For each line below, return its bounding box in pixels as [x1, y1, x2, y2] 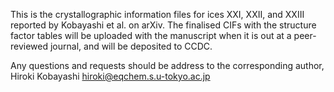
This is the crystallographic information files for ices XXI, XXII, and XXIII [10, 9, 305, 20]
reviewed [10, 40, 49, 52]
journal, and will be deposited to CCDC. [49, 40, 213, 52]
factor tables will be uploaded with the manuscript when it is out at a [10, 30, 292, 41]
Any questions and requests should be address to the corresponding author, [10, 60, 325, 71]
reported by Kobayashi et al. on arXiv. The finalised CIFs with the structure [10, 19, 317, 31]
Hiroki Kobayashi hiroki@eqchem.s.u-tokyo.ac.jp [10, 70, 211, 82]
